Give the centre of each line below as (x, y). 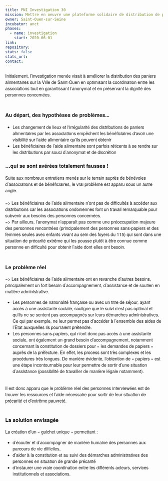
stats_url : (16, 56)
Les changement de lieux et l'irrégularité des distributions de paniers (78, 127)
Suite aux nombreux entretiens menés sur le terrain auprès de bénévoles (76, 178)
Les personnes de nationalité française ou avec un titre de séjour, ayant (81, 302)
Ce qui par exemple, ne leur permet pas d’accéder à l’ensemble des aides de (87, 321)
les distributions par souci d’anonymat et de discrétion (64, 152)
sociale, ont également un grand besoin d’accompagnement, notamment (82, 340)
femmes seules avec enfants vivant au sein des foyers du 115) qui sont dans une (83, 234)
